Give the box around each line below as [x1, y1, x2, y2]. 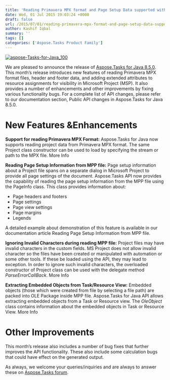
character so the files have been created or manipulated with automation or [5, 250, 162, 257]
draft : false [5, 17, 33, 22]
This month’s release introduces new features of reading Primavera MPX [5, 69, 156, 75]
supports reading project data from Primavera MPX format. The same [5, 141, 150, 147]
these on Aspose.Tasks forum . [5, 369, 69, 375]
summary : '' [5, 31, 30, 36]
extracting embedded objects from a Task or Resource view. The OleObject [5, 298, 162, 304]
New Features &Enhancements [5, 119, 138, 131]
